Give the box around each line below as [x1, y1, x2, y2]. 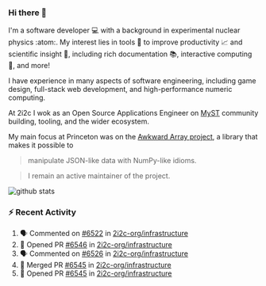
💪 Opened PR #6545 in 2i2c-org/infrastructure [19, 269, 172, 278]
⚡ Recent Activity [8, 207, 77, 218]
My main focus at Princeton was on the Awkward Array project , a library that [8, 132, 258, 142]
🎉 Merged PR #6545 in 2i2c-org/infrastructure [19, 260, 172, 269]
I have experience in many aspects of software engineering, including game [8, 76, 256, 86]
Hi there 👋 [8, 7, 48, 18]
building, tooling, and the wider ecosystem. [8, 116, 149, 126]
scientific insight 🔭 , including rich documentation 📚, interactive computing [8, 49, 253, 59]
